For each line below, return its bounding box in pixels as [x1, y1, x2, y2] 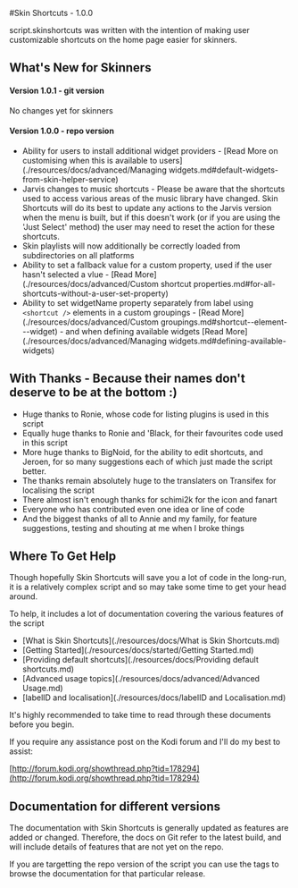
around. [9, 591, 38, 602]
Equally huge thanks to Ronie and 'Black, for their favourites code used [21, 427, 284, 438]
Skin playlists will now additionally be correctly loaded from [21, 241, 241, 251]
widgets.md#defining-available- [168, 335, 287, 346]
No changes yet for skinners [9, 105, 113, 115]
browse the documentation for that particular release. [9, 868, 206, 879]
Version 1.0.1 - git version [9, 85, 105, 96]
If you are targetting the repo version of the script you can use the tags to [9, 858, 279, 870]
